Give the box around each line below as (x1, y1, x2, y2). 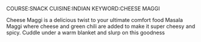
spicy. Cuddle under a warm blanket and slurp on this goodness (6, 29, 165, 36)
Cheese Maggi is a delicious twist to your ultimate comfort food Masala (6, 17, 183, 23)
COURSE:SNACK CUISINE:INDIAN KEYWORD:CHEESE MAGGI (6, 5, 160, 12)
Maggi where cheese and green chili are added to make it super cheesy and (6, 23, 196, 30)
